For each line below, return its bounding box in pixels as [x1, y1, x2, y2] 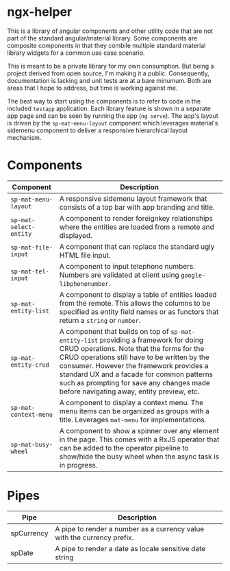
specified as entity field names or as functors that [59, 306, 219, 316]
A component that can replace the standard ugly [59, 241, 215, 251]
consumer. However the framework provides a [59, 361, 209, 370]
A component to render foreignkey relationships [59, 213, 214, 223]
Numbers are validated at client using [59, 270, 179, 280]
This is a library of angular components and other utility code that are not [7, 27, 214, 35]
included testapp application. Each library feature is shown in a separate [7, 104, 211, 112]
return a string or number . [59, 315, 142, 325]
